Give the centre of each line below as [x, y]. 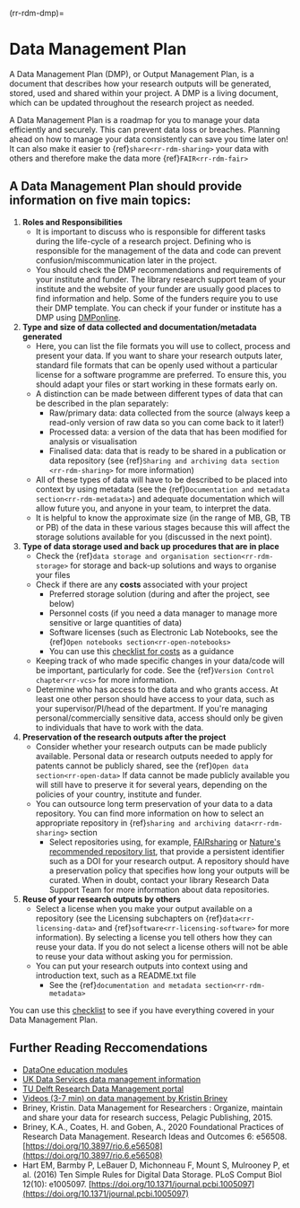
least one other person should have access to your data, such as [155, 698]
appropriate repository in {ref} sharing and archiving [133, 823]
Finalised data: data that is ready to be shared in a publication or [167, 451]
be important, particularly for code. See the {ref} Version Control [155, 670]
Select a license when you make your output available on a [144, 908]
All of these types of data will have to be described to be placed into [162, 479]
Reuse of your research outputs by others [101, 899]
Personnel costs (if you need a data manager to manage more [163, 613]
